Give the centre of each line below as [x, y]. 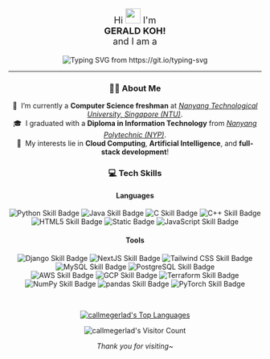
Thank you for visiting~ [135, 346]
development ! [145, 152]
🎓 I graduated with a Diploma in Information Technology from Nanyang [135, 124]
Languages [135, 195]
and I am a [135, 41]
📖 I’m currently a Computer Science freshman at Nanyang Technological [135, 106]
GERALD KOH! [135, 31]
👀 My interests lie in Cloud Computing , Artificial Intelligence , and [127, 144]
